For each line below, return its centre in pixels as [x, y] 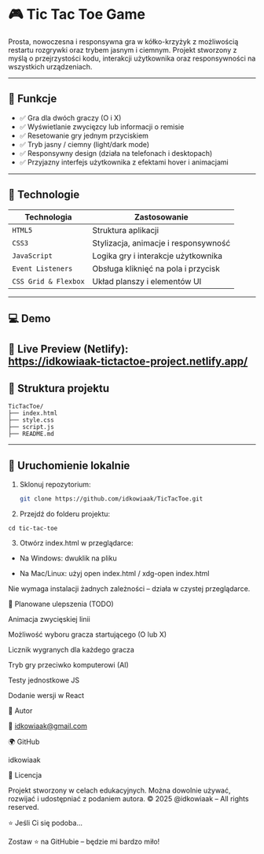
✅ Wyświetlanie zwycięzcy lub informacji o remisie [102, 127]
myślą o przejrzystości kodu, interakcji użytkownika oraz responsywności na [132, 58]
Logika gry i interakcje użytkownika [157, 256]
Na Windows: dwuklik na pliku [68, 558]
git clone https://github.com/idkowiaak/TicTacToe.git [111, 499]
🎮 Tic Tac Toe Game [77, 15]
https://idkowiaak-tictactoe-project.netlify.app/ [128, 362]
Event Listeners [42, 268]
